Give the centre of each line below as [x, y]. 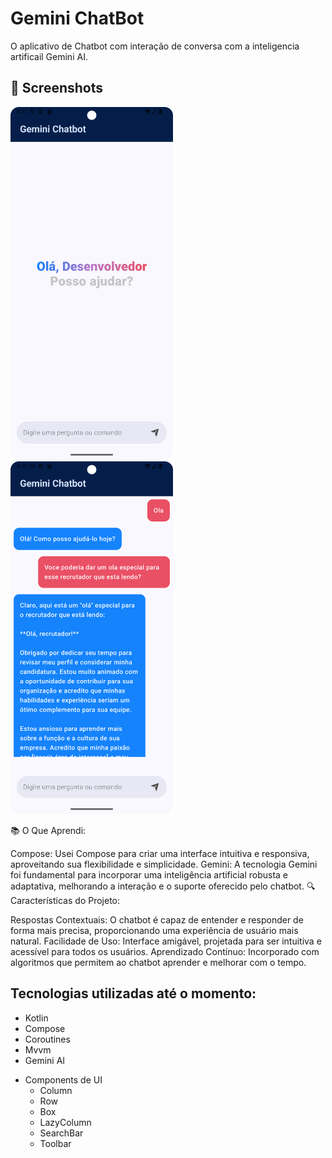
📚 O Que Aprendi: [48, 830]
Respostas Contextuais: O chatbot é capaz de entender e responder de [157, 919]
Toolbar [55, 1143]
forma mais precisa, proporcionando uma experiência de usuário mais [154, 930]
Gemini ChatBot [77, 18]
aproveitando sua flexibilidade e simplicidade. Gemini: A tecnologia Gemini [164, 864]
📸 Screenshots [57, 88]
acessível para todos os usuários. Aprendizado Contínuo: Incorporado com [165, 951]
